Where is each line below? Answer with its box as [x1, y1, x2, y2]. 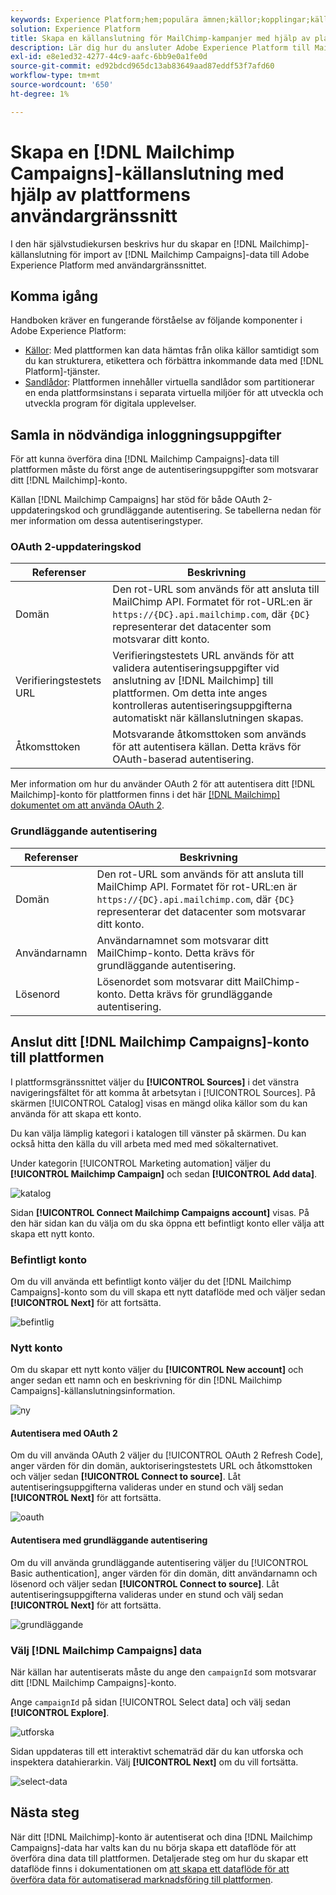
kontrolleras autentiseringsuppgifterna [112, 699, 293, 713]
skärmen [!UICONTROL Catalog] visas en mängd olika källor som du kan [10, 1097, 308, 1109]
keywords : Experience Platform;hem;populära [10, 14, 199, 25]
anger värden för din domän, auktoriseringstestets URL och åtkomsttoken [10, 1460, 313, 1472]
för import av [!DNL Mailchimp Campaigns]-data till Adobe [69, 248, 310, 260]
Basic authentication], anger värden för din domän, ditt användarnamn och [10, 1567, 318, 1579]
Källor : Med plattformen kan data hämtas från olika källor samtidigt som [24, 344, 320, 356]
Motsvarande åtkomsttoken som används [112, 727, 307, 741]
